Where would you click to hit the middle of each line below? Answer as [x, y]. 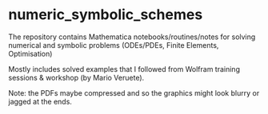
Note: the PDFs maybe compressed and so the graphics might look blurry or [134, 92]
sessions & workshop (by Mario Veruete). [76, 77]
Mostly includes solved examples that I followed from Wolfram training [124, 69]
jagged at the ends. [40, 101]
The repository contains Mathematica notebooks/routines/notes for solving [132, 37]
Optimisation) [30, 53]
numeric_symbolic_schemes [106, 15]
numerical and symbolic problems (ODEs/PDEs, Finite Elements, [114, 45]
